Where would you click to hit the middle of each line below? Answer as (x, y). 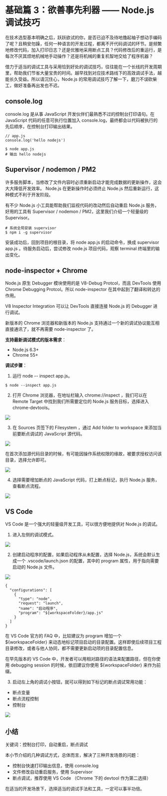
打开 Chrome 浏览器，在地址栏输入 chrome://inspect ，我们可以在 (80, 395)
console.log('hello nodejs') (35, 140)
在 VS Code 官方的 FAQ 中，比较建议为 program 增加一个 (63, 636)
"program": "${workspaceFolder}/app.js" (61, 613)
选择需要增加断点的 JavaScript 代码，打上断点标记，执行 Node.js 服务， (86, 480)
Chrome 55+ (25, 355)
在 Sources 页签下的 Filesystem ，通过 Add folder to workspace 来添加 (85, 428)
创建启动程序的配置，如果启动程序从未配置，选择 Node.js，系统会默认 (84, 555)
